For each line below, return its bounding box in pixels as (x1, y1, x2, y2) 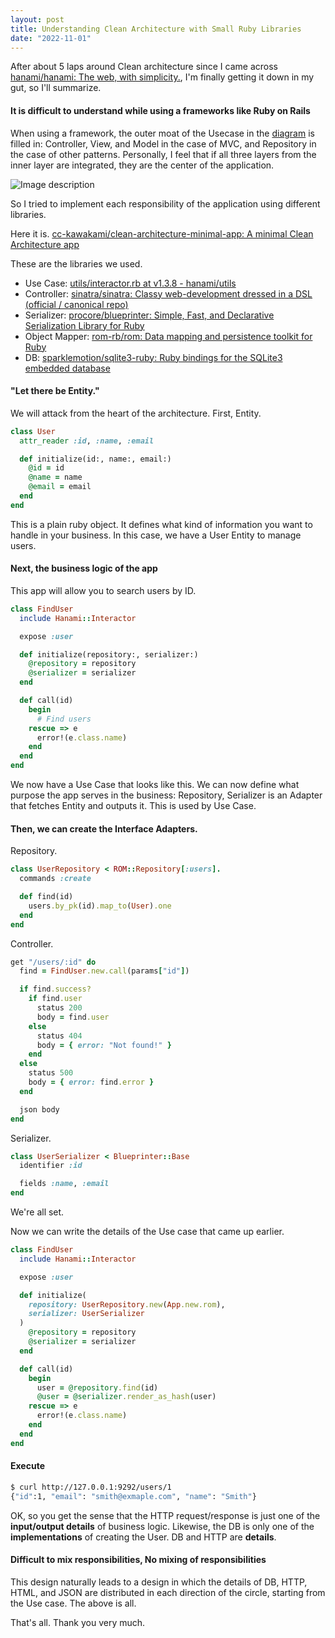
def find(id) (19, 892, 74, 902)
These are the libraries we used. (10, 257, 143, 270)
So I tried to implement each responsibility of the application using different (10, 197, 321, 210)
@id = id (28, 463, 65, 473)
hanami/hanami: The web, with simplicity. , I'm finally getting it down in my (10, 71, 315, 83)
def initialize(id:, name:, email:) (19, 454, 172, 464)
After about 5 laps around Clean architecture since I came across (10, 61, 278, 73)
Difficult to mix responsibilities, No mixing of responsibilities (10, 1554, 267, 1566)
